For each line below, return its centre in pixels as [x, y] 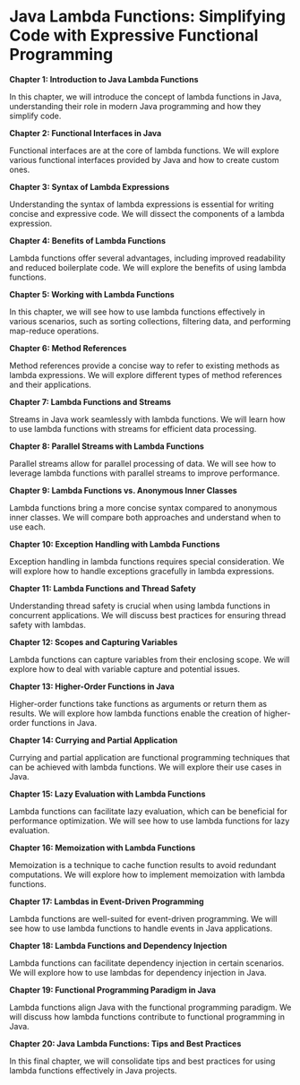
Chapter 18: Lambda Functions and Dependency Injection [118, 945]
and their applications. [51, 384]
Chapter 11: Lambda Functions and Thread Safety [103, 588]
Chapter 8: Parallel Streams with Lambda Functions [107, 446]
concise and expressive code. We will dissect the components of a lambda [147, 213]
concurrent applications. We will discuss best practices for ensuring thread [148, 615]
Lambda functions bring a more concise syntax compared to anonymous [143, 507]
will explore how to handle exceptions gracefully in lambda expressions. [142, 571]
